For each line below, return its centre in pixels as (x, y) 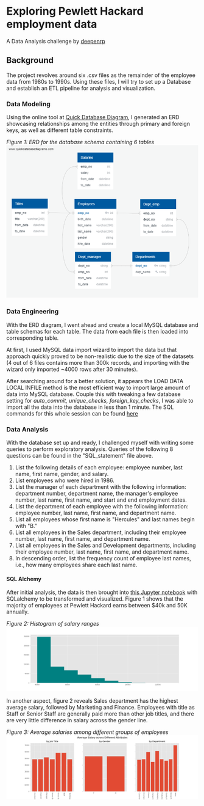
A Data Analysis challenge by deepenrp (56, 41)
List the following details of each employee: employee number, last (99, 467)
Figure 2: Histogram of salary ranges (53, 624)
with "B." (26, 526)
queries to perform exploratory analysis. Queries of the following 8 (90, 449)
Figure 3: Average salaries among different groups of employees (87, 732)
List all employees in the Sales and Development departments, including (105, 545)
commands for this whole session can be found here (72, 413)
